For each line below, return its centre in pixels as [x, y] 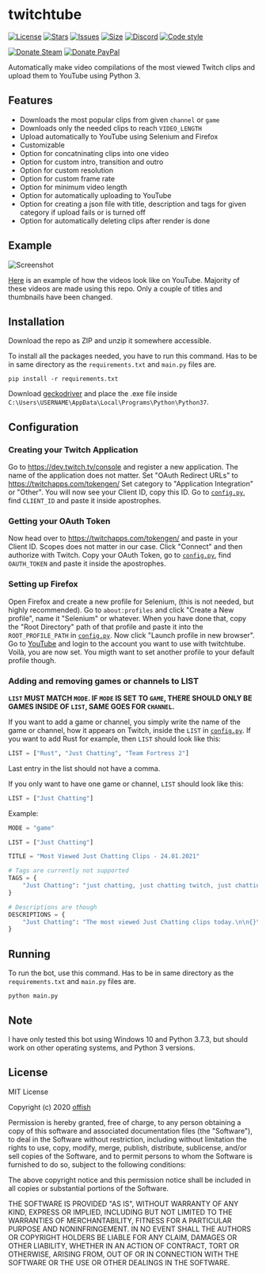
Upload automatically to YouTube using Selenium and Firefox [119, 136]
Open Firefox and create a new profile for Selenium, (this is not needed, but [131, 601]
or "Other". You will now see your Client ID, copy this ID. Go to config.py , [127, 492]
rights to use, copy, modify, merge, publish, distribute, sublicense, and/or [127, 1147]
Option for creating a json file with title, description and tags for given [133, 204]
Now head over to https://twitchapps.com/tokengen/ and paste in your [123, 538]
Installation [36, 321]
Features [30, 101]
